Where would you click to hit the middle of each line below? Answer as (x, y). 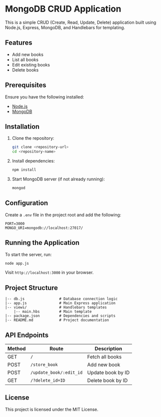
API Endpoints (27, 335)
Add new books (28, 54)
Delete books (25, 70)
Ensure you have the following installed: (45, 97)
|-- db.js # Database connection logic (61, 299)
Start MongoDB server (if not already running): (58, 179)
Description (108, 349)
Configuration (27, 203)
